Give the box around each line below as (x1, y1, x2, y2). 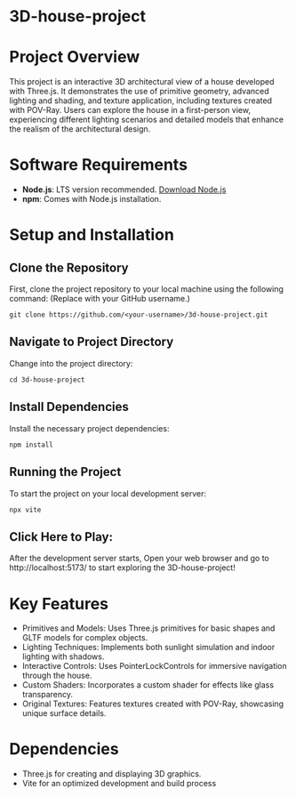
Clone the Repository (9, 260, 129, 275)
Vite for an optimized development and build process (21, 778, 217, 789)
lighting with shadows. (21, 651, 105, 662)
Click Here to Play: (9, 529, 114, 544)
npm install (9, 440, 53, 449)
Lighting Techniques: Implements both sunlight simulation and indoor (21, 642, 276, 653)
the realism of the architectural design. (9, 124, 151, 134)
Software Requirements (9, 155, 188, 175)
